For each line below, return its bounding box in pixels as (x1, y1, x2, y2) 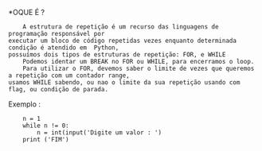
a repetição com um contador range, (8, 72, 130, 79)
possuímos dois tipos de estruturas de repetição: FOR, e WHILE (8, 51, 226, 59)
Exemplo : (8, 99, 41, 109)
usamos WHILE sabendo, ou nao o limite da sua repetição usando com (8, 79, 240, 87)
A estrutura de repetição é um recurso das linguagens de (22, 23, 219, 31)
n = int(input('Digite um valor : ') (37, 129, 162, 137)
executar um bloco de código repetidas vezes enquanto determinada (8, 37, 237, 45)
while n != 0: (22, 122, 69, 130)
